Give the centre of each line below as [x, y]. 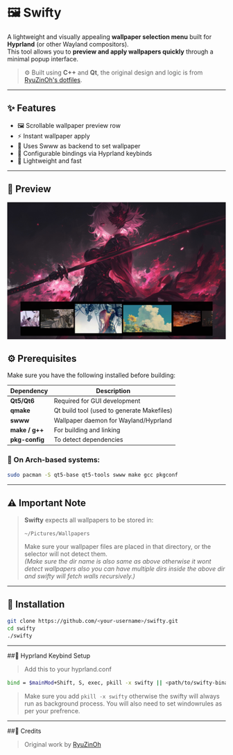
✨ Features [32, 108]
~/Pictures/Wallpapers [57, 533]
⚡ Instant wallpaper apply [53, 136]
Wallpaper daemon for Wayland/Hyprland [113, 420]
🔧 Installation [36, 604]
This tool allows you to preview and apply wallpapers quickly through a [110, 51]
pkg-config [27, 440]
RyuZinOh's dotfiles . [53, 79]
